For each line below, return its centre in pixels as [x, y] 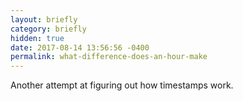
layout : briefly [44, 19]
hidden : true [37, 38]
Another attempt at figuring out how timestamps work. [122, 85]
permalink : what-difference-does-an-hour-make [109, 57]
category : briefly [48, 29]
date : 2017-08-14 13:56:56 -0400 [80, 47]
